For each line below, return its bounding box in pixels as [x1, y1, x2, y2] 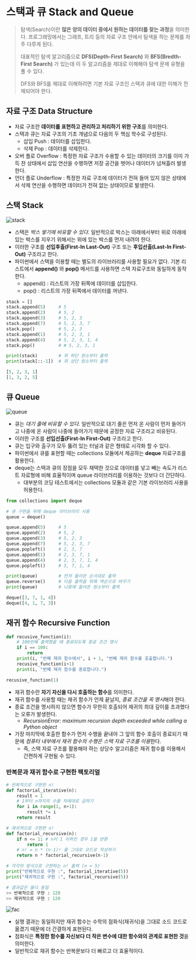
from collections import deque [6, 498, 82, 504]
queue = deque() [6, 514, 46, 520]
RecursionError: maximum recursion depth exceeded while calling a [23, 717, 187, 724]
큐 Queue [6, 392, 40, 402]
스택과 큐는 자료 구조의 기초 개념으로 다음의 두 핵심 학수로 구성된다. [14, 130, 168, 137]
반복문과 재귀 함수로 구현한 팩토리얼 [6, 768, 101, 776]
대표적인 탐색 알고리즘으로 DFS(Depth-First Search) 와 [20, 53, 149, 60]
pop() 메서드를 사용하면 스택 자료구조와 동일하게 [65, 265, 176, 272]
